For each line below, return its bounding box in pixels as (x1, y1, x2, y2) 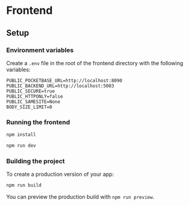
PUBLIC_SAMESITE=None (6, 98, 61, 105)
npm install (6, 132, 36, 138)
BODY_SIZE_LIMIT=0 (6, 104, 52, 110)
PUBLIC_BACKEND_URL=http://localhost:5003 (6, 83, 114, 89)
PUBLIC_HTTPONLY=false (6, 93, 63, 100)
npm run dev (6, 143, 36, 149)
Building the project (6, 156, 65, 165)
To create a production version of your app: (6, 170, 114, 178)
